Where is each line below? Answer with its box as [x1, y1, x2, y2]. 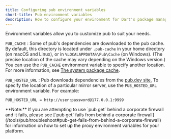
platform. [5, 128, 24, 134]
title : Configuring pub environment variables [5, 7, 106, 13]
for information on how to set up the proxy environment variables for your [5, 122, 159, 129]
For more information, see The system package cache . [5, 67, 120, 73]
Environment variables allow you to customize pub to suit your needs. [5, 31, 151, 37]
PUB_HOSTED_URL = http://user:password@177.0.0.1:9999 [5, 98, 124, 103]
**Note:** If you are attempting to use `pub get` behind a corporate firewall [5, 107, 164, 113]
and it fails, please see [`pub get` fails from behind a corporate [5, 112, 136, 118]
